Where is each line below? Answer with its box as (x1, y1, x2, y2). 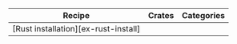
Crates (147, 10, 175, 20)
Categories (181, 10, 226, 20)
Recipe (62, 10, 90, 20)
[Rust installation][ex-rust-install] (12, 24, 141, 34)
